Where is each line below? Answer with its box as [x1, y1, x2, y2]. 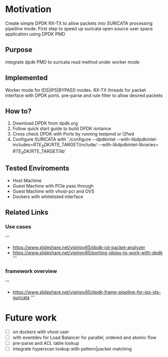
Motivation [5, 4, 52, 15]
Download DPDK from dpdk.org [12, 120, 78, 127]
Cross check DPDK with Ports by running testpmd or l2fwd [12, 131, 134, 137]
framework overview [5, 268, 57, 275]
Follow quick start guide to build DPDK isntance [12, 126, 112, 132]
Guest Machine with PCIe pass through [12, 183, 94, 189]
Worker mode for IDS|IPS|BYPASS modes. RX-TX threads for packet [5, 87, 146, 93]
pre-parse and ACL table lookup [12, 340, 79, 346]
